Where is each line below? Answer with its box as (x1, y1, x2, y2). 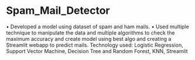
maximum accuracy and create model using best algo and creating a (6, 35, 172, 42)
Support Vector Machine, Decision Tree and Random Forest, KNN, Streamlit (6, 47, 189, 54)
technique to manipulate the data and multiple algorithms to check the (6, 29, 175, 36)
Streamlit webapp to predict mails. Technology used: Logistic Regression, (6, 42, 183, 48)
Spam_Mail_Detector (6, 4, 110, 17)
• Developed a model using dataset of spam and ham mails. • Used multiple (6, 23, 189, 30)
